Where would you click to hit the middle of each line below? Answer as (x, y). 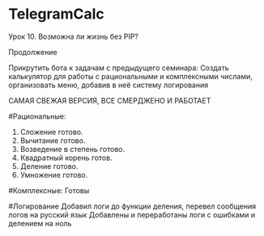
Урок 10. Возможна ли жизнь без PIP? (74, 36)
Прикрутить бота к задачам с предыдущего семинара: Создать (119, 67)
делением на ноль (40, 223)
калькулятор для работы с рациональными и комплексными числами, (131, 76)
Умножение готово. (54, 175)
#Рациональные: (37, 116)
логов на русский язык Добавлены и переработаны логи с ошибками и (132, 214)
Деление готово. (49, 166)
